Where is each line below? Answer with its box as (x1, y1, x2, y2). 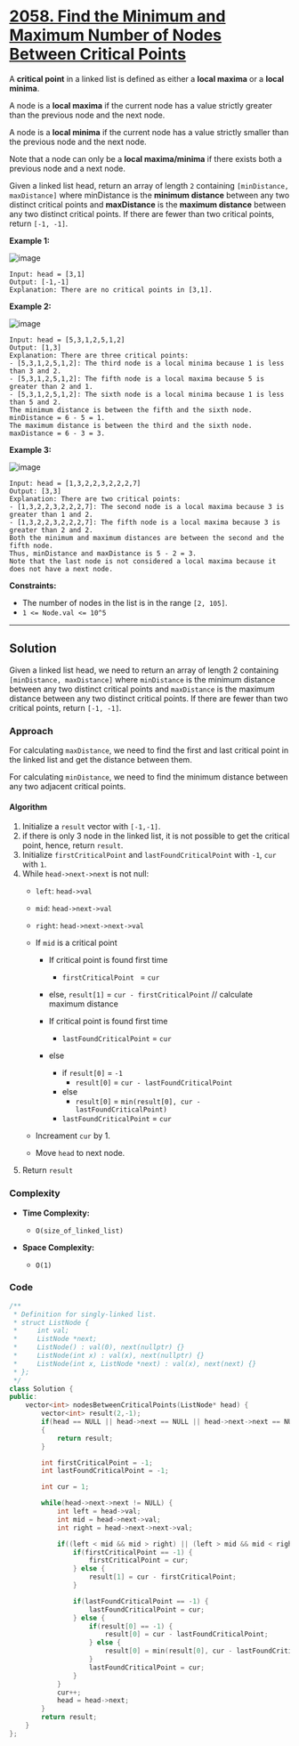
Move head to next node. (35, 1148, 125, 1159)
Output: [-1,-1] (9, 278, 69, 287)
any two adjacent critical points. (9, 781, 126, 792)
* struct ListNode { (12, 1318, 90, 1327)
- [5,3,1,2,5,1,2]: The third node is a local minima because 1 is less (9, 359, 285, 368)
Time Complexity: (21, 1208, 91, 1218)
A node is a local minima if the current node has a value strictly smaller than (9, 126, 289, 137)
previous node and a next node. (9, 163, 126, 174)
